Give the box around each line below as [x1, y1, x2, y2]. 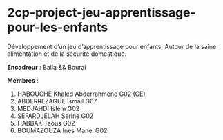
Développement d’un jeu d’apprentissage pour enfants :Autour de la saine [7, 42, 217, 50]
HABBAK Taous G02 [17, 119, 75, 127]
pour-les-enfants [7, 19, 108, 35]
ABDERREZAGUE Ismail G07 [17, 97, 97, 105]
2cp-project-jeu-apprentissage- [7, 5, 197, 21]
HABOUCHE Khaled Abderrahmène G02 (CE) [17, 90, 146, 98]
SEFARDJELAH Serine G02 [17, 112, 94, 120]
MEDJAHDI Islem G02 [17, 104, 80, 112]
